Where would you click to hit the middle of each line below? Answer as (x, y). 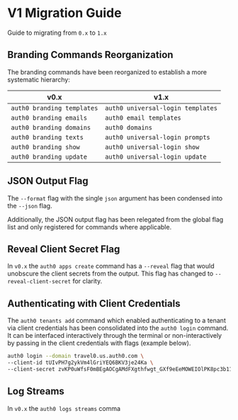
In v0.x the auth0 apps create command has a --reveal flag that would (111, 266)
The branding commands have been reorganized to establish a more (107, 72)
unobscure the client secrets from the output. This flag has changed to (110, 273)
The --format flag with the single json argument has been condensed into (115, 198)
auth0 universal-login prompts (158, 137)
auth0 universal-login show (152, 147)
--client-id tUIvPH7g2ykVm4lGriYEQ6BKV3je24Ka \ (80, 363)
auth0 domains (129, 127)
